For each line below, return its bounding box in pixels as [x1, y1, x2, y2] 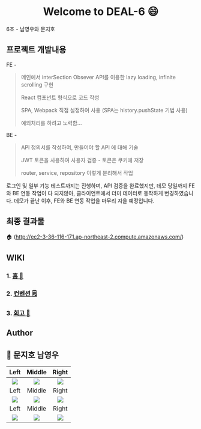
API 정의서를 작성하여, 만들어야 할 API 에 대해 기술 [20, 144, 139, 151]
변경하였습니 [164, 189, 194, 196]
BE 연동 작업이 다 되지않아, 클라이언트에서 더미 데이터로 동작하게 [12, 189, 163, 196]
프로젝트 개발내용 [6, 44, 67, 55]
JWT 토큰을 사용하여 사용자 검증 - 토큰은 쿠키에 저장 [20, 156, 144, 163]
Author [6, 328, 33, 338]
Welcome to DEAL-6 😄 [43, 5, 159, 19]
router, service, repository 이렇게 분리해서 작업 [20, 169, 133, 176]
